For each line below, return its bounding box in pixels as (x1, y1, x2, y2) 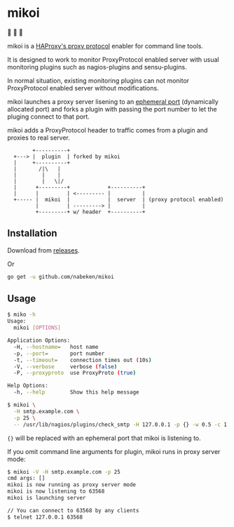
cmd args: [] (7, 475, 46, 482)
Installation (7, 227, 57, 239)
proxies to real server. (7, 133, 70, 142)
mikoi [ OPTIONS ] (13, 324, 61, 331)
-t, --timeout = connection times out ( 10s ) (13, 356, 152, 363)
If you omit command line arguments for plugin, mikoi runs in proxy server (7, 447, 221, 455)
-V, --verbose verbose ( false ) (13, 363, 118, 370)
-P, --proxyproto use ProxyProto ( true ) (13, 370, 137, 377)
